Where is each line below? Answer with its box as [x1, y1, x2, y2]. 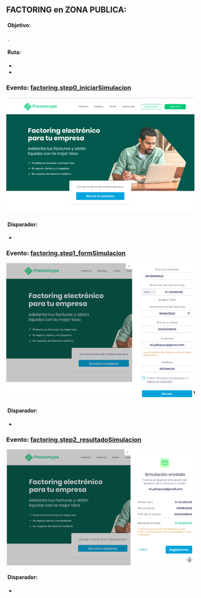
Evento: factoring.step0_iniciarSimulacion [6, 83, 132, 92]
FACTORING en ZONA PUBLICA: [6, 5, 127, 15]
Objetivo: [7, 21, 31, 29]
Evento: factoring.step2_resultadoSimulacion [6, 435, 142, 444]
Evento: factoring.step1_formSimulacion [6, 249, 126, 258]
